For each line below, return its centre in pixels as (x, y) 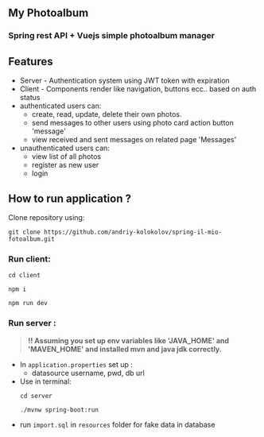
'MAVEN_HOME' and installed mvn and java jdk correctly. (125, 349)
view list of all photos (66, 157)
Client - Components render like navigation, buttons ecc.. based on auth (138, 89)
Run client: (29, 259)
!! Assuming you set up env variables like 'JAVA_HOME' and (128, 340)
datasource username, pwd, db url (88, 373)
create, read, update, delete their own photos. (107, 114)
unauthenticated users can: (64, 148)
